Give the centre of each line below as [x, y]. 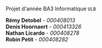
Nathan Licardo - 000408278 [43, 33]
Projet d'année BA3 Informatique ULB [51, 9]
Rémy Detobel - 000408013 [40, 20]
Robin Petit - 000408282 [37, 39]
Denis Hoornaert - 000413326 [43, 27]
